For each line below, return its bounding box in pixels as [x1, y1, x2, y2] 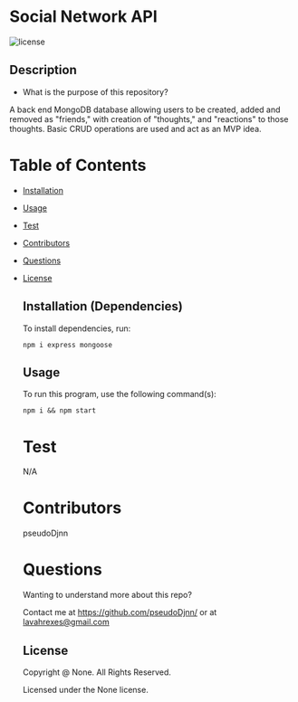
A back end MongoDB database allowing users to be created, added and [9, 104, 281, 115]
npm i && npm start [22, 406, 97, 415]
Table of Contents [9, 155, 147, 175]
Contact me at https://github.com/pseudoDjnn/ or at [22, 607, 217, 618]
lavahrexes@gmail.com [22, 617, 111, 628]
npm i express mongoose [22, 340, 113, 349]
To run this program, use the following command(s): [22, 389, 217, 400]
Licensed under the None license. [22, 684, 149, 695]
